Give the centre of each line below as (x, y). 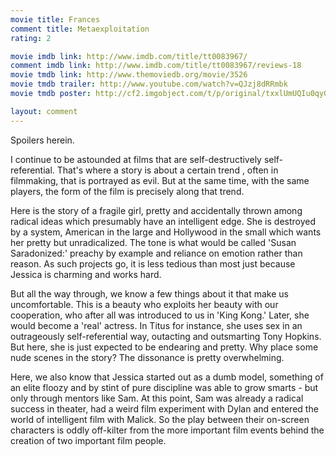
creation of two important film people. (88, 440)
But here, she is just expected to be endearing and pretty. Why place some (164, 347)
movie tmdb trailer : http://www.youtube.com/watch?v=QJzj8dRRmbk (149, 84)
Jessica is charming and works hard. (86, 274)
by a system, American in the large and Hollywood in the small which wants (166, 232)
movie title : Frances (55, 19)
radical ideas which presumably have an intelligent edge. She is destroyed (163, 221)
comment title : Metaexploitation (80, 29)
